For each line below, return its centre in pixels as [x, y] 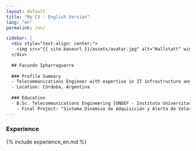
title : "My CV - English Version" [48, 17]
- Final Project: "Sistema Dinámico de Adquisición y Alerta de [96, 108]
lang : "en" [19, 22]
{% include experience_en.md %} [46, 142]
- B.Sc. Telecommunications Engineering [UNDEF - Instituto [86, 103]
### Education [28, 98]
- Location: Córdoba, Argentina [51, 87]
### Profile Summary [36, 76]
